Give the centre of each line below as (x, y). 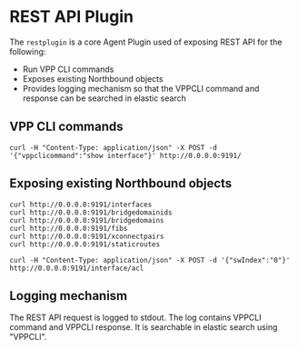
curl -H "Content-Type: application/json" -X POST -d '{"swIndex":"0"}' (150, 260)
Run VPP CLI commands (68, 69)
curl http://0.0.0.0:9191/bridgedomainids (91, 212)
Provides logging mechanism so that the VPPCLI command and (141, 88)
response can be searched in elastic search (104, 98)
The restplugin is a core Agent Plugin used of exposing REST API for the (146, 42)
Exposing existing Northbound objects (121, 184)
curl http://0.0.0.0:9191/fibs (69, 228)
